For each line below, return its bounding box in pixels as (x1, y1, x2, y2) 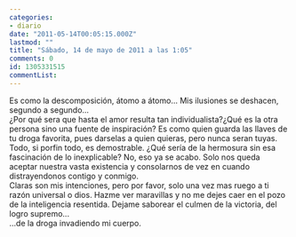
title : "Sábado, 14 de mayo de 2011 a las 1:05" (9, 46, 193, 55)
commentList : (9, 71, 58, 80)
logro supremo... (9, 208, 69, 218)
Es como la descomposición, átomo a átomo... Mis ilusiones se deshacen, (9, 95, 279, 106)
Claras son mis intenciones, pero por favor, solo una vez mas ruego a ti (9, 179, 269, 191)
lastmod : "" (9, 37, 53, 47)
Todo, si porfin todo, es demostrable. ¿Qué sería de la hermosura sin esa (9, 142, 276, 153)
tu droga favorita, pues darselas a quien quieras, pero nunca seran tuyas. (9, 132, 278, 143)
